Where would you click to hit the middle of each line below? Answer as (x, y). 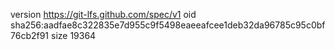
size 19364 (73, 35)
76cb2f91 (30, 35)
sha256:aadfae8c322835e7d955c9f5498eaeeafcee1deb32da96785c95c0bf (168, 25)
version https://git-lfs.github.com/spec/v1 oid (103, 14)
